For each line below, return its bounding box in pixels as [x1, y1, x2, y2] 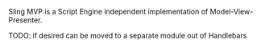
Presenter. [8, 15, 43, 25]
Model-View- [209, 7, 254, 16]
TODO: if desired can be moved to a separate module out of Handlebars [8, 31, 247, 40]
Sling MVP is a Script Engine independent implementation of [8, 7, 209, 16]
